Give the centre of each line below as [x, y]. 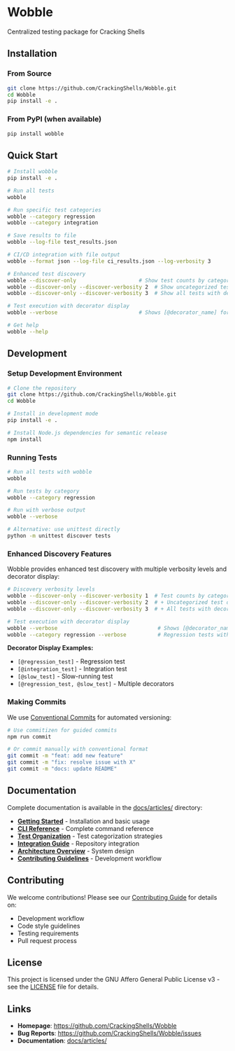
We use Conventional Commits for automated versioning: [90, 717]
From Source [29, 74]
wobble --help [28, 331]
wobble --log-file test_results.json [62, 242]
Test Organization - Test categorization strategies [90, 836]
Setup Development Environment [65, 373]
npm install [24, 439]
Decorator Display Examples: [50, 648]
